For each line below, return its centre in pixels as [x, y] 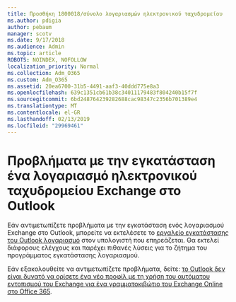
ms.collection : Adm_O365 [44, 73]
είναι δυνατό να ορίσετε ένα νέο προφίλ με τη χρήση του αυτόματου [109, 277]
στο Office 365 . [30, 291]
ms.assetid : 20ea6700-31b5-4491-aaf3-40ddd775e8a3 [83, 86]
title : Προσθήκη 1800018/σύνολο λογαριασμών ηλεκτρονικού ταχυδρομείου [115, 14]
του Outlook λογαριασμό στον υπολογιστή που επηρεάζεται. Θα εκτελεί [113, 240]
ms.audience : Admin [36, 47]
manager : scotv [30, 34]
